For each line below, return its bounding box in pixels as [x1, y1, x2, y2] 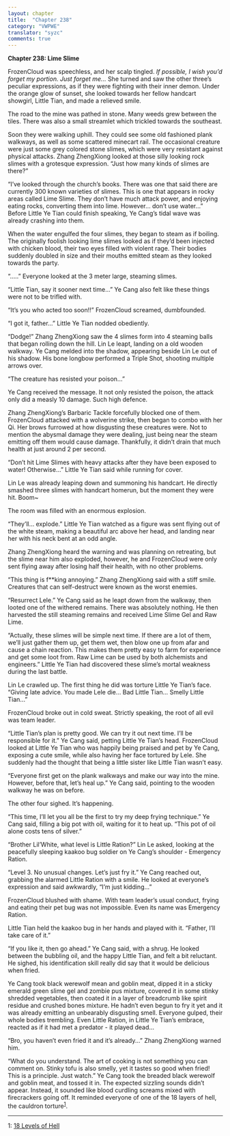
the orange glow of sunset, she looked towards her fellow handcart [8, 90, 197, 98]
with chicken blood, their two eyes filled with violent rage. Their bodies [8, 244, 207, 253]
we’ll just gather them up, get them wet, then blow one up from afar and [8, 638, 210, 647]
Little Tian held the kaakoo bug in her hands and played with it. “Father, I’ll [8, 924, 216, 932]
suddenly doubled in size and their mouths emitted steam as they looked [8, 251, 212, 260]
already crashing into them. [8, 216, 85, 225]
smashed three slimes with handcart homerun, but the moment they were [8, 486, 214, 494]
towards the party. [8, 259, 59, 267]
